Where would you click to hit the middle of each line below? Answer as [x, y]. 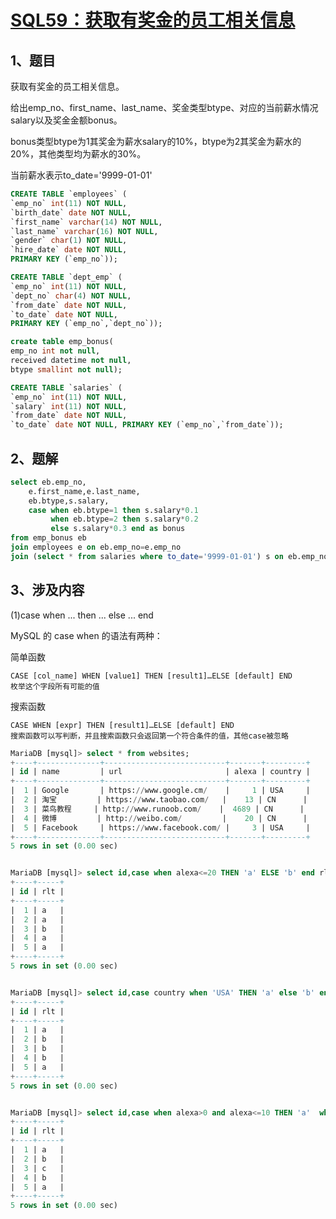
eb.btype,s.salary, [69, 501]
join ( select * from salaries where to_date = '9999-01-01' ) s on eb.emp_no [169, 556]
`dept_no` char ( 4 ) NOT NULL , [71, 296]
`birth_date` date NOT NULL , [71, 212]
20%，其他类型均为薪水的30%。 [78, 154]
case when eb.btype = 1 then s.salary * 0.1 [113, 510]
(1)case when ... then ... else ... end [82, 615]
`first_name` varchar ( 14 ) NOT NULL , [86, 222]
